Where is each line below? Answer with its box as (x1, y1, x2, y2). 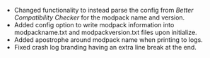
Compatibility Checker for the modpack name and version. (13, 13, 185, 22)
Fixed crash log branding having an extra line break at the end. (13, 43, 197, 51)
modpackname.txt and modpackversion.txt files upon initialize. (13, 28, 197, 36)
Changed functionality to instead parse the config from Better (13, 6, 194, 14)
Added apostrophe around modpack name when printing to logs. (13, 36, 203, 44)
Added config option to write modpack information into (13, 21, 175, 29)
